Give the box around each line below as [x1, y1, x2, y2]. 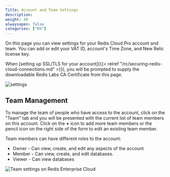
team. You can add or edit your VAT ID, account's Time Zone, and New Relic [5, 46, 164, 52]
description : [5, 12, 33, 17]
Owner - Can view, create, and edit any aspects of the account [12, 145, 144, 151]
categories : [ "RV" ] [5, 26, 47, 31]
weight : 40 [5, 17, 28, 22]
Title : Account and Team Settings [5, 7, 79, 13]
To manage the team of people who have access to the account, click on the [5, 110, 165, 116]
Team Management [5, 96, 68, 104]
